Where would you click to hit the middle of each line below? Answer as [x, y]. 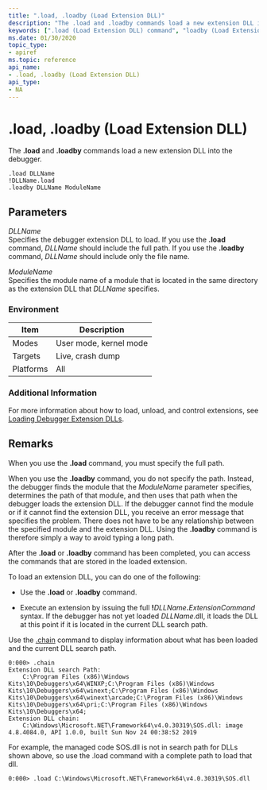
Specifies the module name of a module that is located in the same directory [133, 281]
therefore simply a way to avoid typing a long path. [91, 537]
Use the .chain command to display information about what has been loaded [133, 640]
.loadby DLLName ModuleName [55, 188]
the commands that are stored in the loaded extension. [98, 561]
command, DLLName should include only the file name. [99, 257]
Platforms [30, 369]
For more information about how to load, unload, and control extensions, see [133, 410]
